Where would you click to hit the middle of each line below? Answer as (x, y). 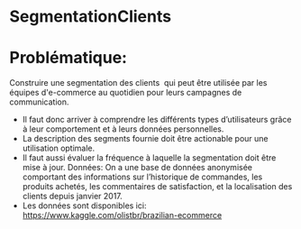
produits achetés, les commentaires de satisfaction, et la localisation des (157, 187)
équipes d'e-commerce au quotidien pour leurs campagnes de (126, 93)
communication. (39, 102)
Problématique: (68, 58)
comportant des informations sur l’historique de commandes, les (142, 177)
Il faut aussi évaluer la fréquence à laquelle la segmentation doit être (149, 158)
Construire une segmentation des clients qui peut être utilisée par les (138, 83)
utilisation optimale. (59, 148)
